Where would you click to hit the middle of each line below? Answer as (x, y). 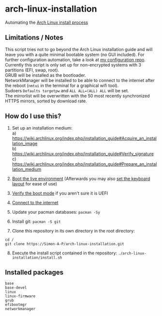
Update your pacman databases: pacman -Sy (56, 212)
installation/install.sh (37, 258)
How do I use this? (33, 116)
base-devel (16, 288)
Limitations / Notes (34, 38)
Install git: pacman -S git (37, 221)
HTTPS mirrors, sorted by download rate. (46, 101)
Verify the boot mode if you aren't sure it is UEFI (60, 193)
